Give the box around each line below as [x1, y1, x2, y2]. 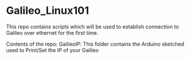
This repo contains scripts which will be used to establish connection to [6, 23, 179, 30]
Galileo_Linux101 [6, 4, 89, 17]
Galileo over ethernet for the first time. [6, 29, 99, 36]
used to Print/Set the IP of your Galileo [6, 46, 99, 53]
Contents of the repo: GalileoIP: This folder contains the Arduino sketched [6, 40, 185, 47]
